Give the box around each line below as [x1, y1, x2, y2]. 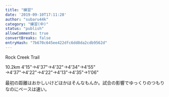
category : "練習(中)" [5, 21, 49, 27]
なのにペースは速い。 [5, 86, 50, 92]
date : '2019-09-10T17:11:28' [5, 12, 67, 17]
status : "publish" [5, 26, 44, 31]
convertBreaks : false [5, 36, 51, 41]
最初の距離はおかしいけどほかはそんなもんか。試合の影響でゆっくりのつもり [5, 79, 165, 86]
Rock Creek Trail [5, 54, 40, 60]
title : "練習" [5, 7, 34, 13]
